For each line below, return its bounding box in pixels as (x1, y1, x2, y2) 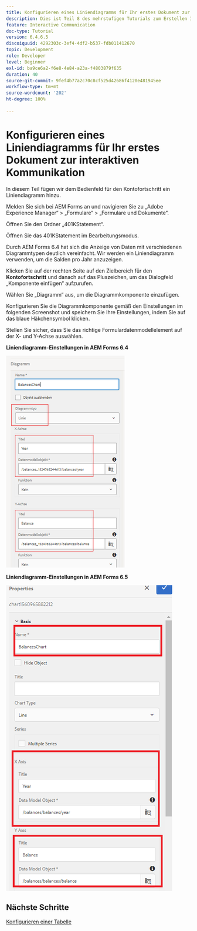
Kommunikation (6, 166, 85, 179)
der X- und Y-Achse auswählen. (6, 332, 83, 340)
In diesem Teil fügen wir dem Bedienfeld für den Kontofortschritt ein (6, 185, 171, 192)
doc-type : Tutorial (6, 28, 54, 34)
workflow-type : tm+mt (6, 84, 59, 90)
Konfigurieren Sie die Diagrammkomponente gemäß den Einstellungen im (6, 303, 184, 310)
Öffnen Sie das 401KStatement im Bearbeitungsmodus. (6, 232, 140, 239)
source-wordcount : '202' (6, 90, 67, 96)
